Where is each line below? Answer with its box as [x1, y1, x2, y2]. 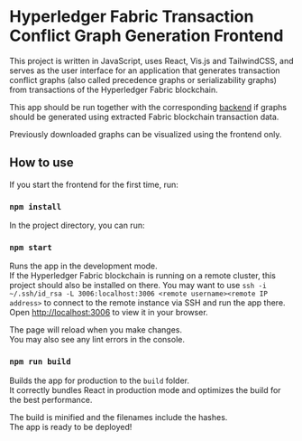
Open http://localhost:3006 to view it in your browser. [9, 307, 209, 318]
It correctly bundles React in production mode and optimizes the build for [9, 384, 281, 395]
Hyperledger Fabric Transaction [9, 6, 254, 27]
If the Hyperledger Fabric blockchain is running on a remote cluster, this [9, 270, 277, 281]
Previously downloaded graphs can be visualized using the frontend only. [9, 128, 282, 139]
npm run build [9, 357, 71, 367]
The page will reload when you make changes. [9, 324, 183, 335]
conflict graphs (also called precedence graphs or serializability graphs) [9, 74, 278, 85]
